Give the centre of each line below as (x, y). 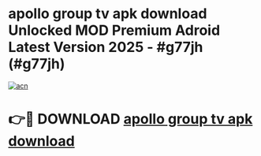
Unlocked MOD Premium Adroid (114, 30)
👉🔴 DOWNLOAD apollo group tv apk (130, 119)
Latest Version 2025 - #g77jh (106, 47)
